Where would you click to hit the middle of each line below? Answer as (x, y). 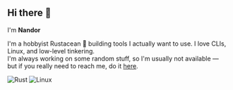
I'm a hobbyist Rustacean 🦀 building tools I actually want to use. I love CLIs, (117, 44)
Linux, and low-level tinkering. (51, 51)
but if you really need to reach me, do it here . (73, 66)
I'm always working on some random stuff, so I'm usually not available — (113, 58)
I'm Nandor (24, 30)
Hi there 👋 (29, 13)
